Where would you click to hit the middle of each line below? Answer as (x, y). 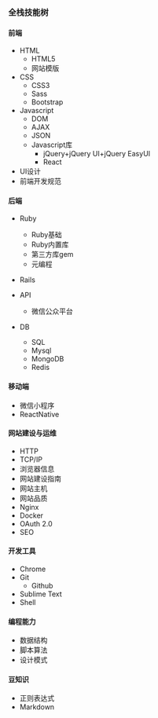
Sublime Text (41, 594)
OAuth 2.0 (36, 523)
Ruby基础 (47, 235)
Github (42, 585)
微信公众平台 (52, 311)
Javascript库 (52, 145)
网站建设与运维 (32, 433)
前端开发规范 (40, 181)
